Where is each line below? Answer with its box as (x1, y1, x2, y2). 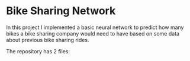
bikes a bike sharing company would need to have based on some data (6, 30, 179, 37)
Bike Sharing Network (6, 4, 116, 18)
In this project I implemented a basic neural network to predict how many (6, 24, 184, 31)
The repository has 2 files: (6, 47, 70, 54)
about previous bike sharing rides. (6, 36, 89, 43)
